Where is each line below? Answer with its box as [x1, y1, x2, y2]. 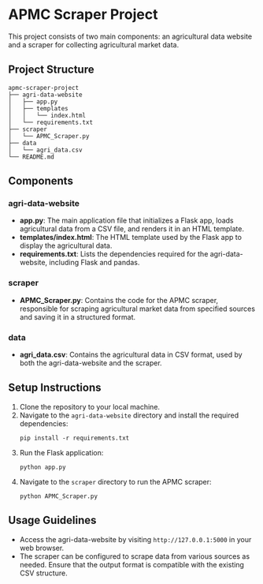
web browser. [19, 543, 65, 552]
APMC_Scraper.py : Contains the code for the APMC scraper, [19, 295, 219, 305]
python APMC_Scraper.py [19, 492, 98, 500]
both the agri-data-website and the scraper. [19, 358, 163, 368]
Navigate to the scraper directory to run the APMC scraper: [19, 477, 212, 486]
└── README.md [8, 152, 55, 161]
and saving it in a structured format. [19, 312, 136, 321]
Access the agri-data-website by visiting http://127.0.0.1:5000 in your [19, 534, 252, 544]
